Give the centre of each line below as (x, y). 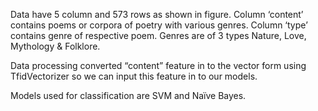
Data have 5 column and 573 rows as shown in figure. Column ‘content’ (157, 14)
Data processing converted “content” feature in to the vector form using (158, 65)
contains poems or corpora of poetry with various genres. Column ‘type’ (159, 25)
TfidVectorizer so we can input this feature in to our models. (134, 76)
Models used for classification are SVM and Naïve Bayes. (128, 95)
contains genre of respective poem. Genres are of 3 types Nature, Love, (158, 35)
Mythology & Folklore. (55, 46)
